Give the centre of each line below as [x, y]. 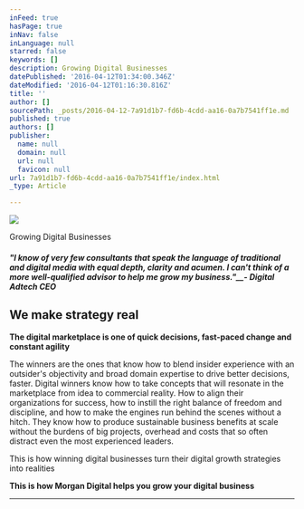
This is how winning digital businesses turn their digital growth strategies [145, 458]
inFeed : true [34, 18]
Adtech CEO [33, 286]
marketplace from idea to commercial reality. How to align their [127, 393]
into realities [32, 468]
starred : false [38, 52]
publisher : [30, 136]
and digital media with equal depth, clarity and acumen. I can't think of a [149, 267]
